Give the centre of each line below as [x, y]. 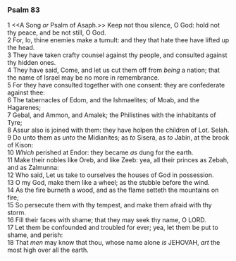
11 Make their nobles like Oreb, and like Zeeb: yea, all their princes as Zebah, [118, 160]
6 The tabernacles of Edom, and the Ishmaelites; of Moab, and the [103, 100]
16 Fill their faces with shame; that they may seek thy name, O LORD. [107, 220]
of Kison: [20, 145]
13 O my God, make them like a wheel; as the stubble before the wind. [108, 183]
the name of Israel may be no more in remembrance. [83, 78]
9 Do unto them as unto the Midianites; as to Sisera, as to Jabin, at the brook [118, 138]
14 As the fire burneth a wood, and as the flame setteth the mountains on [113, 190]
